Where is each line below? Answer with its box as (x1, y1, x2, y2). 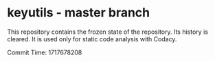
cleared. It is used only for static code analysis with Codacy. (7, 34, 177, 43)
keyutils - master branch (7, 5, 150, 21)
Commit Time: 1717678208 (7, 48, 82, 56)
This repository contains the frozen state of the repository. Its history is (7, 28, 208, 36)
